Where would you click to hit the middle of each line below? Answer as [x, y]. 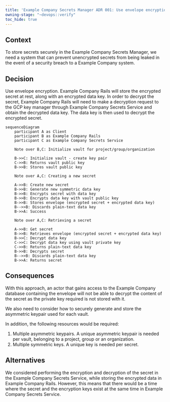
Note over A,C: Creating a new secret [55, 176]
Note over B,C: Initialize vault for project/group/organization [85, 150]
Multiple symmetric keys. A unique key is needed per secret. [76, 344]
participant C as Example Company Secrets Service [69, 140]
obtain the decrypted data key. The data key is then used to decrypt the [80, 113]
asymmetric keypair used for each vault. [47, 314]
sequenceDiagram [22, 127]
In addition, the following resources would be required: [62, 324]
